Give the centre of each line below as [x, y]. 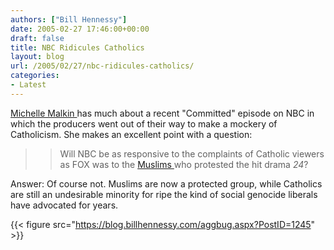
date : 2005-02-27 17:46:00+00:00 [80, 29]
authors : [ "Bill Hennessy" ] [69, 19]
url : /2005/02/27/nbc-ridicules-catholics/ [102, 66]
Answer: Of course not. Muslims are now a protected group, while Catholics [166, 183]
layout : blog [37, 57]
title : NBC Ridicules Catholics [77, 47]
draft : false [37, 38]
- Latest [28, 85]
